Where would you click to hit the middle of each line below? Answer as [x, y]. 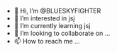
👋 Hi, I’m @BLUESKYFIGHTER [57, 11]
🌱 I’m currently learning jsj [52, 26]
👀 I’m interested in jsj [44, 18]
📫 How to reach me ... [47, 41]
